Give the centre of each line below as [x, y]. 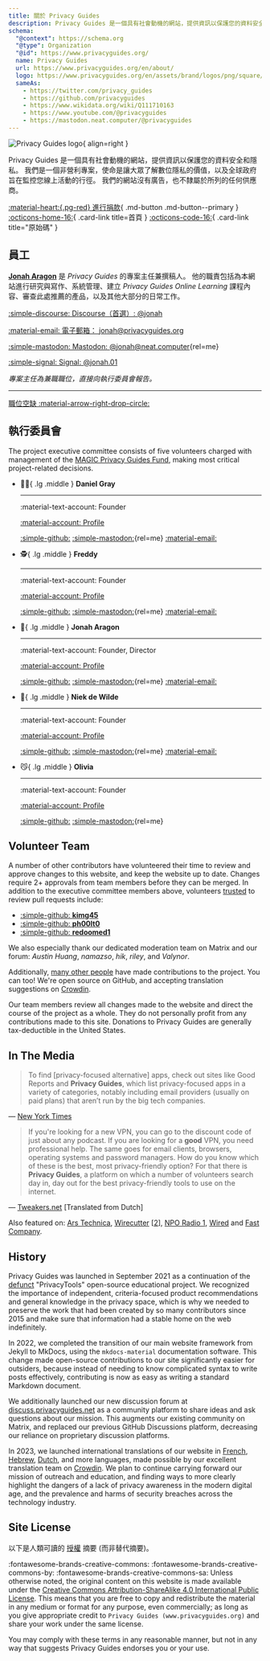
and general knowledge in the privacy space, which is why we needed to [129, 1301]
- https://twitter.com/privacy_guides [88, 90]
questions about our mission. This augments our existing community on [127, 1418]
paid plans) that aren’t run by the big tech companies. [117, 1101]
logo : [25, 76]
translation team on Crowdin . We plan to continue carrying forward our [125, 1468]
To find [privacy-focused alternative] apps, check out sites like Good [141, 1075]
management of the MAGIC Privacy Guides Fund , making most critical [124, 459]
